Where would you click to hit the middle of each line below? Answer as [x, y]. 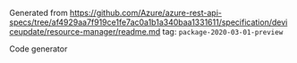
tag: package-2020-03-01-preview [223, 31]
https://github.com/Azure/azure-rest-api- [146, 13]
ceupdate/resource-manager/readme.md [85, 31]
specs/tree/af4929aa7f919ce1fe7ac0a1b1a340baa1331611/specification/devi [148, 22]
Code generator [38, 49]
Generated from [39, 13]
